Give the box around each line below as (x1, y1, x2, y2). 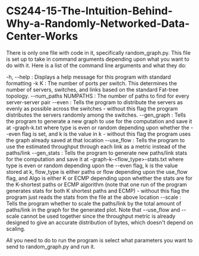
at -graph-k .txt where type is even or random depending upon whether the (6, 124, 189, 131)
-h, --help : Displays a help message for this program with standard (6, 73, 171, 80)
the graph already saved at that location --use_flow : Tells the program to (6, 136, 185, 143)
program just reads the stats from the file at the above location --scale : (6, 193, 181, 201)
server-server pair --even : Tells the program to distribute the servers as (6, 98, 183, 105)
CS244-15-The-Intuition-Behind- (6, 4, 173, 18)
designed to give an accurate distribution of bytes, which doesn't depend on (6, 218, 194, 226)
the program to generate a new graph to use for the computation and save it (6, 117, 192, 124)
